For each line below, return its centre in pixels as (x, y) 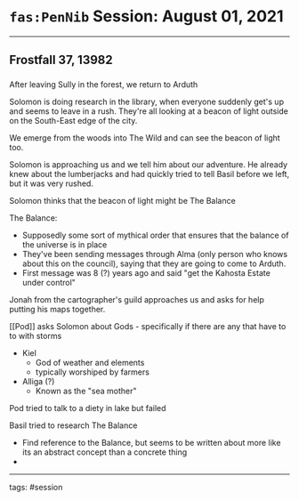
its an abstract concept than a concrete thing (105, 452)
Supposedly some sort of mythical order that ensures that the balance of (155, 235)
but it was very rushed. (51, 183)
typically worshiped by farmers (92, 372)
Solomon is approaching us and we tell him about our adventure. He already (148, 165)
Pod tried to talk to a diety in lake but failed (88, 408)
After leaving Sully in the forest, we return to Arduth (104, 85)
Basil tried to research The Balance (73, 425)
